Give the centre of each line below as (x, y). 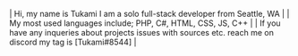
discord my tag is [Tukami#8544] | (73, 42)
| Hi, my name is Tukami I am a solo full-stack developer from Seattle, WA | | (149, 14)
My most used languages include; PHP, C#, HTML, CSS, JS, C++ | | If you (145, 23)
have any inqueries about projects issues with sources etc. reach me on (142, 32)
